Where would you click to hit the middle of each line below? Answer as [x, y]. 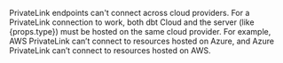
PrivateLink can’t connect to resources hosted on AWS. [110, 51]
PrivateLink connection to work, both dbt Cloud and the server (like [132, 22]
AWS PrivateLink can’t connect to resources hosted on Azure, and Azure [142, 41]
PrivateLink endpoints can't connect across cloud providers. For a [130, 13]
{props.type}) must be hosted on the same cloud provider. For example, [140, 31]
